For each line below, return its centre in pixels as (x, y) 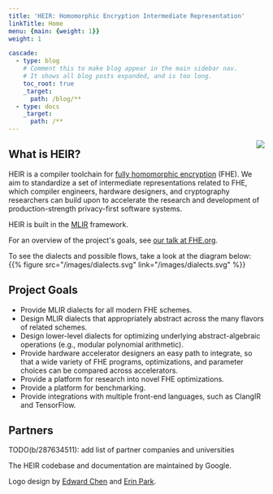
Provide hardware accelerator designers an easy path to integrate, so (136, 353)
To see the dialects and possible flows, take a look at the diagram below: (130, 256)
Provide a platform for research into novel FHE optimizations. (122, 378)
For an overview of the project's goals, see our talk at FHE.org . (113, 240)
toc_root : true (49, 83)
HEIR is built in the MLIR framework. (68, 224)
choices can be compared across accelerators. (99, 370)
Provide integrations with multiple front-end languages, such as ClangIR (141, 396)
